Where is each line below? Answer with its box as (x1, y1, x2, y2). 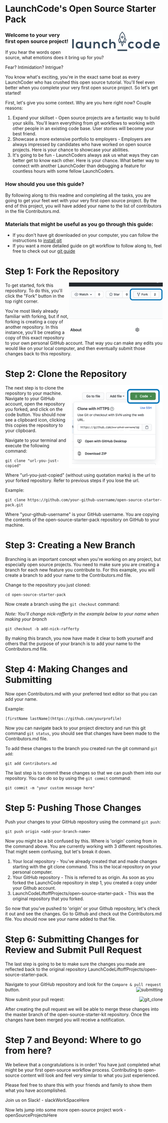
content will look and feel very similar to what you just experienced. (20, 1072, 159, 1078)
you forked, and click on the (5, 406, 63, 412)
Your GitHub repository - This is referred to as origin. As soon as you (12, 874, 154, 880)
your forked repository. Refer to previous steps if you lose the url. (5, 477, 140, 483)
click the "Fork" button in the (5, 293, 64, 299)
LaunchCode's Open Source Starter (5, 3, 156, 15)
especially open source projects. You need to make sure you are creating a (5, 561, 159, 567)
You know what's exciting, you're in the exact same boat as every (5, 74, 140, 80)
